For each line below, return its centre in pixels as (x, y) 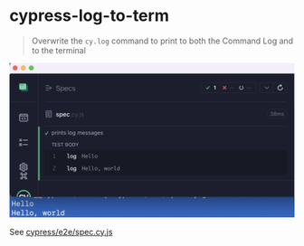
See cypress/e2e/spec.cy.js (61, 232)
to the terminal (58, 50)
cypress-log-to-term (89, 16)
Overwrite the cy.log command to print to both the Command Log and (162, 41)
